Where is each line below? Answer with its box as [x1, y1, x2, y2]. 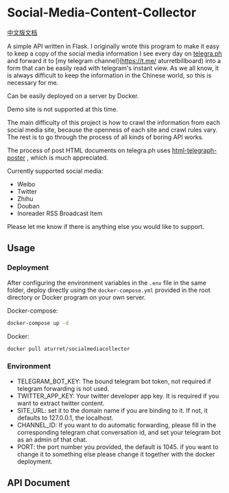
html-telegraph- [171, 146, 217, 154]
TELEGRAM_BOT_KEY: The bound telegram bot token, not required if [16, 377, 211, 385]
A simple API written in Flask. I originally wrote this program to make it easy [7, 42, 220, 50]
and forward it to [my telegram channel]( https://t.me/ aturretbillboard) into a [7, 56, 221, 64]
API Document [7, 477, 71, 489]
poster [7, 153, 26, 162]
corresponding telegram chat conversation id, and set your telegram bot [16, 428, 221, 436]
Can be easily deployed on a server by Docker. [7, 91, 139, 100]
